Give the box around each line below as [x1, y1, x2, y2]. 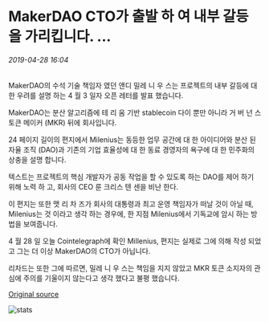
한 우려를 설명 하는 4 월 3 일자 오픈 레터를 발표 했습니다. [8, 91, 184, 100]
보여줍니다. [22, 219, 59, 229]
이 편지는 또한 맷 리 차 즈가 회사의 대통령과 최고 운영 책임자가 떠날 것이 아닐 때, [8, 199, 255, 209]
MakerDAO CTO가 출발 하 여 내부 [8, 7, 220, 26]
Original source [8, 290, 59, 300]
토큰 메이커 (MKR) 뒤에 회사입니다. [8, 118, 117, 128]
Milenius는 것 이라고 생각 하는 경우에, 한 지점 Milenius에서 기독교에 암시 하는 [8, 210, 250, 219]
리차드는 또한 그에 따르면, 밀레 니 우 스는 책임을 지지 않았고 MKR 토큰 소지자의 [8, 263, 253, 273]
